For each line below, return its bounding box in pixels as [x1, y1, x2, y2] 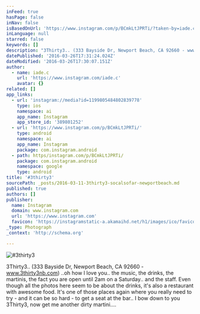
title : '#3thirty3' [6, 175, 55, 181]
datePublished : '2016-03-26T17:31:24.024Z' [6, 53, 116, 59]
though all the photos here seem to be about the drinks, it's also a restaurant [6, 282, 194, 289]
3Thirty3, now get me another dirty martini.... [6, 301, 117, 308]
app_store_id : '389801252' [17, 120, 84, 125]
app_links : [6, 92, 33, 98]
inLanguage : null [6, 31, 49, 37]
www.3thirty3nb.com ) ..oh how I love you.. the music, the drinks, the [6, 269, 174, 277]
